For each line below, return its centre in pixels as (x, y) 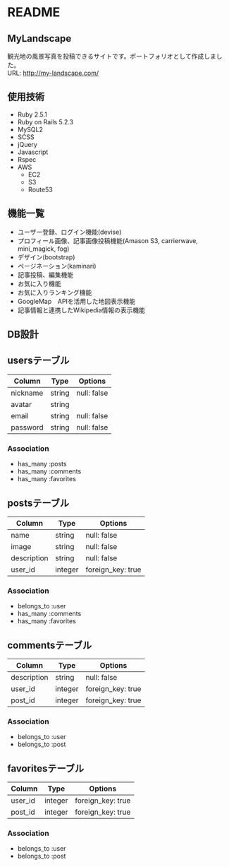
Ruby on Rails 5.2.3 (45, 122)
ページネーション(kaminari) (57, 266)
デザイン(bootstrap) (46, 257)
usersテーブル (38, 361)
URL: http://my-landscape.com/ (53, 73)
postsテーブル (38, 503)
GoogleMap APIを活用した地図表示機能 (76, 301)
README (34, 12)
